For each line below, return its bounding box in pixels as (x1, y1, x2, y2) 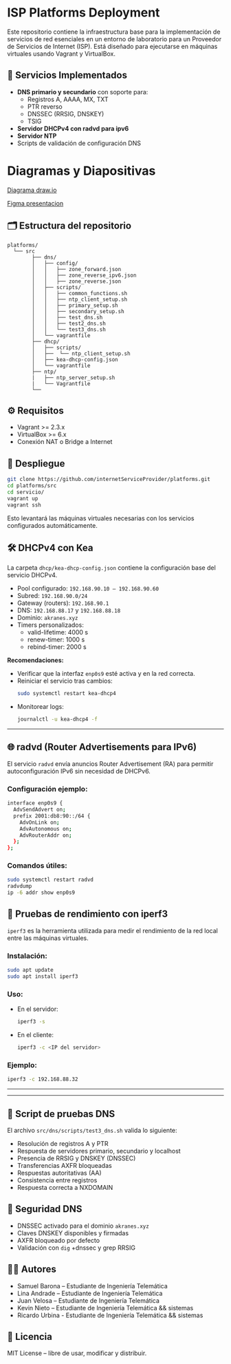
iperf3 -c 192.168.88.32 (7, 1076, 78, 1083)
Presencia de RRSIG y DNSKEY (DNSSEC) (16, 1154, 136, 1162)
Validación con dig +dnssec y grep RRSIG (16, 1244, 136, 1252)
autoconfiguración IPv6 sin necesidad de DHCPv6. (7, 767, 151, 775)
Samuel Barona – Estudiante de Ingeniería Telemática (16, 1281, 168, 1290)
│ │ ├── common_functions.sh (32, 290, 128, 297)
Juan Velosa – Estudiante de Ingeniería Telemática (16, 1296, 160, 1305)
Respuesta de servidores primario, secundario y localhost (16, 1147, 181, 1155)
